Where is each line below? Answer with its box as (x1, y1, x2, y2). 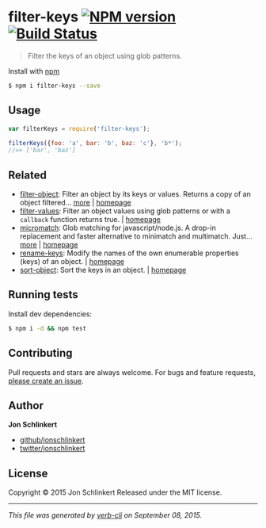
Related (8, 168, 47, 182)
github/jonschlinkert (19, 435, 85, 445)
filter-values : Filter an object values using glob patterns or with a (19, 206, 231, 216)
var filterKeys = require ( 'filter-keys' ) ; (8, 124, 150, 132)
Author (8, 399, 44, 412)
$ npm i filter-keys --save (8, 82, 101, 90)
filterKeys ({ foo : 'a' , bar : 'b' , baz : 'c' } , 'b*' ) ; (8, 139, 183, 147)
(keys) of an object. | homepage (19, 257, 125, 266)
